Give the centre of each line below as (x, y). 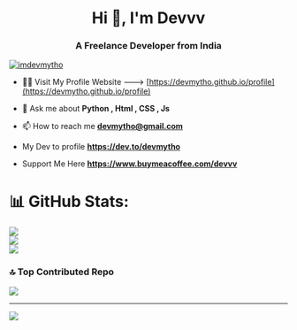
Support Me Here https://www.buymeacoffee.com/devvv (129, 164)
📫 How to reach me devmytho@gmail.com (103, 127)
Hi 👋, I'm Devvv (148, 18)
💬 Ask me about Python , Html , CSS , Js (96, 109)
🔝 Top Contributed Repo (62, 272)
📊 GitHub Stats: (69, 201)
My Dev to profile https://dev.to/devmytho (101, 147)
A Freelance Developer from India (148, 46)
